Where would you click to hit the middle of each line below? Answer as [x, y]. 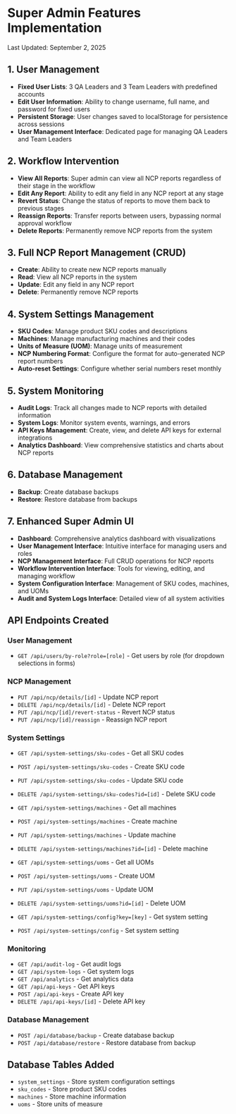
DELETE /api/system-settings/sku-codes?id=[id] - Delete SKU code [117, 793]
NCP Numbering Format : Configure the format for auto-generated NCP [121, 354]
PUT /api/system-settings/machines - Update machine [97, 835]
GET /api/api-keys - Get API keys [66, 986]
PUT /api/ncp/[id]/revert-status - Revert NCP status [96, 712]
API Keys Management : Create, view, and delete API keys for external [119, 430]
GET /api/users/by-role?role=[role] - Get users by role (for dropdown [121, 656]
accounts [31, 94]
